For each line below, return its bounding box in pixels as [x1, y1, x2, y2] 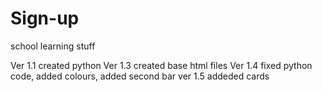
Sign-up [10, 7, 80, 30]
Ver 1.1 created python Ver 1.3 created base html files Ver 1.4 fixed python [10, 59, 313, 71]
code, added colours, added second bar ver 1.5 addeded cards [10, 70, 270, 82]
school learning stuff [10, 40, 96, 52]
